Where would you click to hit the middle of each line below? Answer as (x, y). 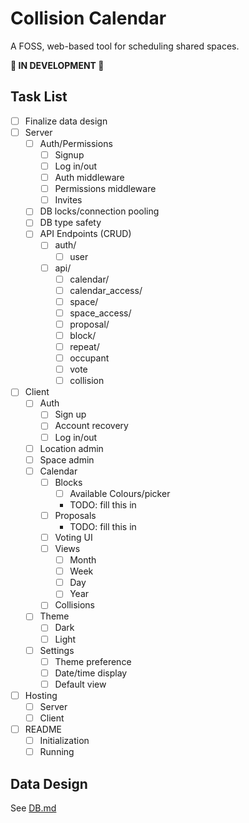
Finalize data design (66, 121)
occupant (89, 358)
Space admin (67, 459)
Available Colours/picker (120, 493)
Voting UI (73, 537)
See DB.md (33, 808)
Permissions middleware (105, 189)
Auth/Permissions (76, 143)
